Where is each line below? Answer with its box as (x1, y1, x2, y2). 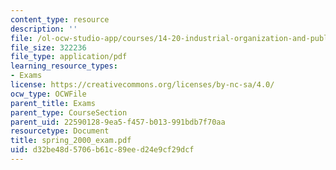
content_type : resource (10, 14, 110, 25)
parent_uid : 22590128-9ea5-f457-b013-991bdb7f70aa (10, 117, 226, 127)
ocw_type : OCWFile (10, 89, 87, 99)
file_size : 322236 (10, 42, 87, 53)
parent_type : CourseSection (10, 107, 128, 118)
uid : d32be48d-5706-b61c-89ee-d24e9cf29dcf (10, 145, 195, 155)
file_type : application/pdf (10, 52, 128, 62)
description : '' (10, 24, 78, 34)
